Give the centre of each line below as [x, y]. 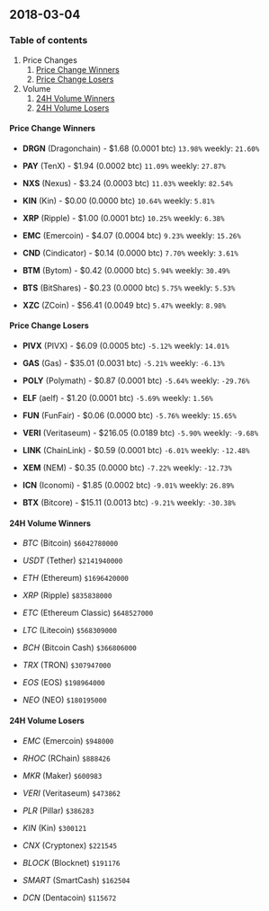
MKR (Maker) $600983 [62, 775]
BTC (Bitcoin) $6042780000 [70, 543]
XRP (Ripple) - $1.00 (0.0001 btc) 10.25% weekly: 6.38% [123, 218]
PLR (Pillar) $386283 [58, 810]
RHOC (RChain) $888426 [66, 758]
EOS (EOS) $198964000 [63, 683]
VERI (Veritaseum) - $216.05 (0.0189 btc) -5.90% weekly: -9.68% [140, 433]
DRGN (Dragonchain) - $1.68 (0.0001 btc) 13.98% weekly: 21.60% [141, 148]
